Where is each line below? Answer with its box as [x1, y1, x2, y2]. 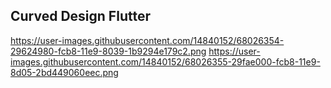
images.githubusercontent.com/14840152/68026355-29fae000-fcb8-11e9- [10, 55, 321, 68]
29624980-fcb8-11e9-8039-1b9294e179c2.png [10, 45, 207, 57]
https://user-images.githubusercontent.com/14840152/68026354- [10, 34, 285, 46]
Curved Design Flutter [10, 8, 151, 25]
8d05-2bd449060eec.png [10, 66, 119, 78]
